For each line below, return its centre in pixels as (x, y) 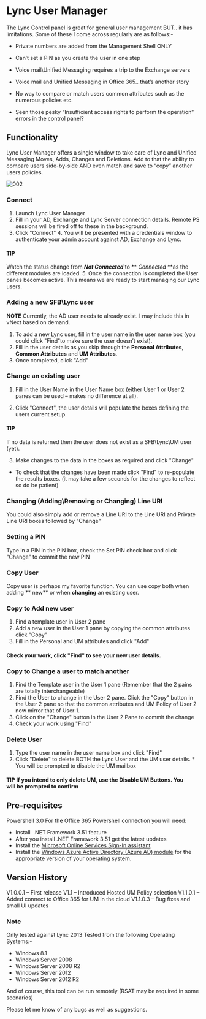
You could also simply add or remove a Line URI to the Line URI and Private (101, 514)
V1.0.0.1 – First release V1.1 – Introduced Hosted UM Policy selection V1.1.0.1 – (103, 892)
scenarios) (20, 998)
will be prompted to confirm (42, 787)
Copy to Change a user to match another (68, 671)
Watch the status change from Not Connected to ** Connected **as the (97, 267)
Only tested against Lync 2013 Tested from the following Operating (91, 934)
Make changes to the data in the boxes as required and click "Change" (105, 460)
